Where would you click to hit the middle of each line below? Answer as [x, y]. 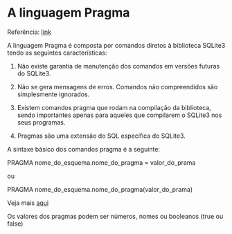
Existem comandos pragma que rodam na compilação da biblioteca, [114, 107]
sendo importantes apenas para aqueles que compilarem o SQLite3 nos [119, 115]
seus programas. [41, 122]
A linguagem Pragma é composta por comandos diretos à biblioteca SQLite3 [116, 45]
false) [15, 224]
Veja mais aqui [28, 203]
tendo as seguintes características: [57, 53]
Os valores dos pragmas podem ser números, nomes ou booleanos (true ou [115, 216]
